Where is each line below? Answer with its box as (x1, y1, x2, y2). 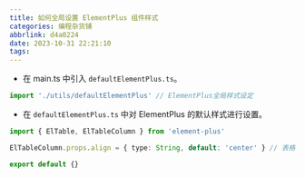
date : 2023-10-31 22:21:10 (9, 38, 112, 48)
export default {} (9, 160, 79, 169)
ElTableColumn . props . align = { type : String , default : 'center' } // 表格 (9, 143, 296, 153)
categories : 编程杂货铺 (9, 22, 93, 31)
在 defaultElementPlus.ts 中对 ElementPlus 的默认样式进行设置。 (22, 109, 268, 119)
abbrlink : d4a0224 (9, 30, 79, 39)
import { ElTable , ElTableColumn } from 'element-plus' (9, 127, 225, 136)
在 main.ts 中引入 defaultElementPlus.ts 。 (22, 74, 182, 84)
